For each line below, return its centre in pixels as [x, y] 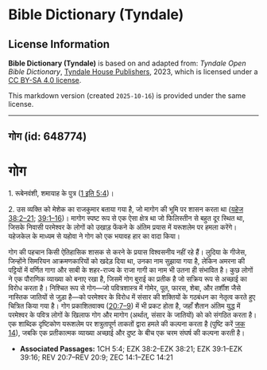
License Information [59, 44]
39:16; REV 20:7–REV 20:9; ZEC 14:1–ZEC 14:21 [96, 357]
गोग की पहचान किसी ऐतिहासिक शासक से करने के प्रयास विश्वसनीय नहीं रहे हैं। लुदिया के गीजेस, [128, 252]
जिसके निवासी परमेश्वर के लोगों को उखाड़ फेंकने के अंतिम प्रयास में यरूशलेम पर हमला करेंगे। [122, 227]
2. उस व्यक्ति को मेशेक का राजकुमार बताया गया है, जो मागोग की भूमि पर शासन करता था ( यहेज [126, 210]
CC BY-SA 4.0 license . [45, 80]
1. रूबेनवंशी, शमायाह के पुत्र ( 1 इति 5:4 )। [61, 194]
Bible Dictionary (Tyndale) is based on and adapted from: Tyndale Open [127, 63]
